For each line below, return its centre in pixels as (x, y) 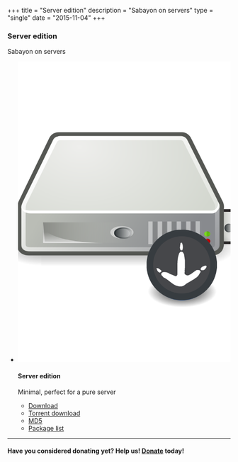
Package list (46, 428)
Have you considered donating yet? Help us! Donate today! (96, 451)
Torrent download (54, 413)
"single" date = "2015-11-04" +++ (56, 18)
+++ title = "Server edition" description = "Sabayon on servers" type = (110, 10)
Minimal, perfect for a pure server (67, 392)
